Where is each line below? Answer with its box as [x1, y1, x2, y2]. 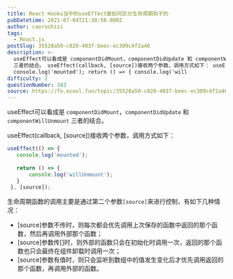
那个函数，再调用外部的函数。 [17, 264, 103, 273]
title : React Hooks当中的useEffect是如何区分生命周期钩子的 [7, 10, 169, 17]
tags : [7, 29, 23, 37]
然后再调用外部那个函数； [29, 230, 103, 238]
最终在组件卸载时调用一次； [41, 247, 121, 255]
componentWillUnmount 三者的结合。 [7, 116, 108, 125]
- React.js [13, 36, 45, 43]
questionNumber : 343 [7, 81, 67, 88]
